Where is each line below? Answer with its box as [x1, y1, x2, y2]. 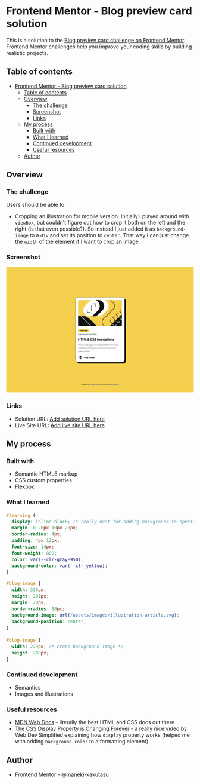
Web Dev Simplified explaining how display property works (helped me [14, 731, 190, 739]
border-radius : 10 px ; [11, 605, 65, 612]
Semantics [14, 684, 41, 691]
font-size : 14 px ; [11, 544, 55, 550]
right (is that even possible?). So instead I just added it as [14, 225, 155, 232]
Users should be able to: [6, 201, 67, 209]
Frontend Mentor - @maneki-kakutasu [14, 771, 109, 778]
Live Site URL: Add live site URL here [14, 421, 105, 428]
